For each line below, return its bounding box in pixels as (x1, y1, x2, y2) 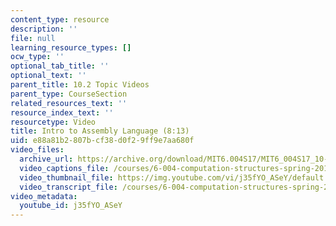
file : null (10, 33, 56, 43)
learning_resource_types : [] (10, 42, 132, 53)
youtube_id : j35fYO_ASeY (19, 201, 123, 211)
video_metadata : (10, 191, 78, 201)
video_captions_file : (19, 163, 110, 173)
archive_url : (19, 154, 74, 164)
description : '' (10, 24, 78, 34)
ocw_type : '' (10, 52, 65, 62)
